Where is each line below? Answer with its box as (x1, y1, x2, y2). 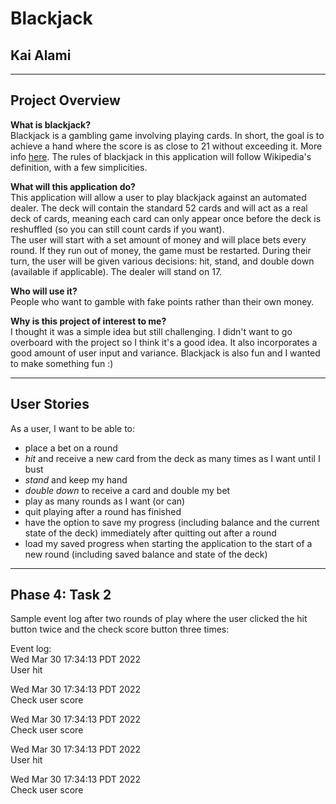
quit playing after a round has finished (24, 505, 182, 517)
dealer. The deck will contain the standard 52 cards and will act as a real (10, 202, 308, 214)
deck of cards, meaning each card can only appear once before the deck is (10, 212, 322, 224)
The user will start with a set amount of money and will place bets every (10, 233, 307, 246)
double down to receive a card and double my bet (24, 484, 231, 496)
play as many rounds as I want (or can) (24, 495, 186, 507)
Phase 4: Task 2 (10, 587, 112, 604)
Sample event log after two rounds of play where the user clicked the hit (10, 613, 308, 625)
